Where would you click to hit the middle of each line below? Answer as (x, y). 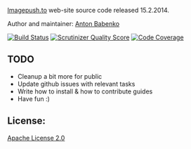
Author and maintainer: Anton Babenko (64, 24)
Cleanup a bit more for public (60, 76)
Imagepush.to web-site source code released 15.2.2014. (88, 10)
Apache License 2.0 (36, 138)
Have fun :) (34, 98)
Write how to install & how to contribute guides (85, 91)
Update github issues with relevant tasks (76, 84)
